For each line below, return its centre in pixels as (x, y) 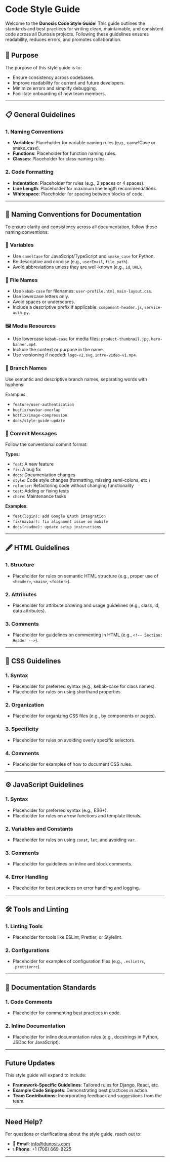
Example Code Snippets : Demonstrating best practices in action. (80, 1090)
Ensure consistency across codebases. (53, 77)
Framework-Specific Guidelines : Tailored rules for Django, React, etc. (86, 1085)
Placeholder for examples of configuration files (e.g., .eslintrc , (79, 961)
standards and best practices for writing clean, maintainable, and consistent (84, 28)
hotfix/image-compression (40, 415)
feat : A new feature (33, 464)
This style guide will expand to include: (46, 1075)
